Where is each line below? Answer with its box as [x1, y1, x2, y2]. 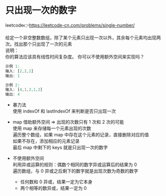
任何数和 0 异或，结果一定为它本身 [20, 179, 93, 185]
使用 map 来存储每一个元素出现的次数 [12, 125, 91, 131]
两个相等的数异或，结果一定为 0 [20, 185, 87, 191]
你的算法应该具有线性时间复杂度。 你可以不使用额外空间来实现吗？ [5, 53, 145, 60]
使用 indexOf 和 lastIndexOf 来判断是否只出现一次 [12, 108, 116, 115]
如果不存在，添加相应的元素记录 [12, 138, 80, 144]
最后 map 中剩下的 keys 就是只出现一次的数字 [12, 145, 108, 151]
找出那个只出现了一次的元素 [14, 41, 72, 47]
